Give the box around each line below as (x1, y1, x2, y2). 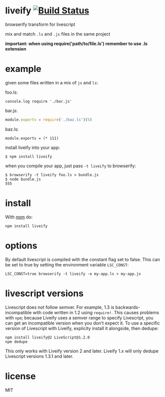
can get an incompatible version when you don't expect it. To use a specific (5, 320, 160, 326)
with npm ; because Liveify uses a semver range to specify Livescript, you (5, 315, 154, 321)
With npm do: (5, 214, 33, 220)
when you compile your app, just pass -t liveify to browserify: (5, 163, 136, 169)
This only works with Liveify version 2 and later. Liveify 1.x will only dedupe (5, 348, 159, 354)
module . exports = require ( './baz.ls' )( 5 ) (5, 117, 92, 122)
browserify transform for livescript (5, 21, 76, 27)
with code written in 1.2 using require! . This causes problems (32, 309, 160, 315)
